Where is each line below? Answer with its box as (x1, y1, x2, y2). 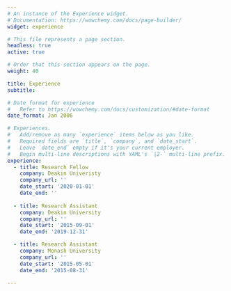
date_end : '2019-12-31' (19, 228, 89, 235)
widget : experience (7, 23, 64, 30)
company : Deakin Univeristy (19, 170, 101, 178)
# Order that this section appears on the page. (7, 61, 151, 68)
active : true (7, 49, 45, 56)
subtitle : (7, 86, 36, 94)
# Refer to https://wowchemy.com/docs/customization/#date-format (7, 106, 210, 113)
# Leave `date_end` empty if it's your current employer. (7, 144, 186, 151)
